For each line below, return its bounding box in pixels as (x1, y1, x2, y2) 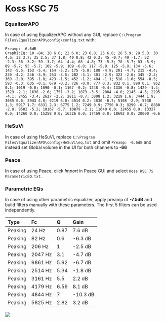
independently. (5, 207, 36, 213)
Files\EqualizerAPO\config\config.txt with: (5, 37, 96, 43)
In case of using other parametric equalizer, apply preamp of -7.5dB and (5, 197, 152, 203)
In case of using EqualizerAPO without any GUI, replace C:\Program (5, 32, 142, 37)
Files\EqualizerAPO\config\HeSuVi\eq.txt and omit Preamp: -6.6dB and (5, 139, 152, 145)
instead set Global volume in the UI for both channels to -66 (5, 144, 127, 150)
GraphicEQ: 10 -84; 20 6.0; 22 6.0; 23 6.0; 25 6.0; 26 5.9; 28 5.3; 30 (5, 51, 158, 56)
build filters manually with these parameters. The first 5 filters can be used (5, 202, 157, 208)
